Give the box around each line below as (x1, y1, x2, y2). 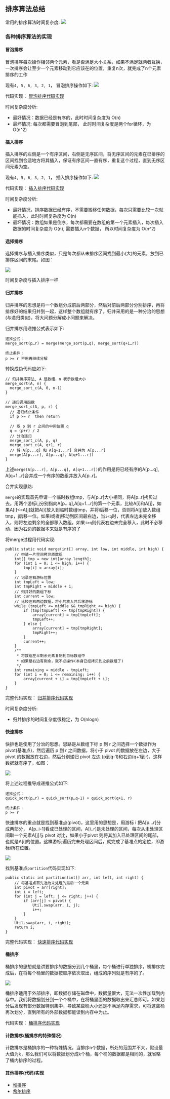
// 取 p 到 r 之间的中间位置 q (10, 423, 69, 429)
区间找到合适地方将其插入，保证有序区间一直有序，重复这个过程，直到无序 (5, 158, 160, 164)
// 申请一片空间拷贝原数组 (14, 552, 63, 557)
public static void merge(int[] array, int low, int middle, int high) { (5, 546, 164, 552)
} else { (23, 621, 42, 626)
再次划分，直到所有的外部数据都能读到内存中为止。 (5, 1009, 112, 1015)
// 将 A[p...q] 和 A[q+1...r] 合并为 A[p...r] (10, 448, 106, 453)
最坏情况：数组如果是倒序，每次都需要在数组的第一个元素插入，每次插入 (12, 219, 163, 225)
